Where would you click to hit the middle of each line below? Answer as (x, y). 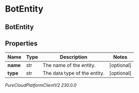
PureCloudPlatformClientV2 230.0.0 (41, 85)
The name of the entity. (69, 65)
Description (74, 57)
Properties (21, 43)
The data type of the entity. (74, 73)
